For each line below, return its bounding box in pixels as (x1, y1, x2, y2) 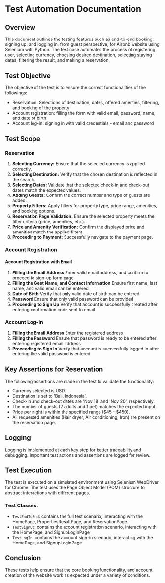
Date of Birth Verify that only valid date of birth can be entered (12, 290, 140, 297)
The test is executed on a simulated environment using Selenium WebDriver (5, 479, 159, 485)
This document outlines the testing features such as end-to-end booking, (5, 36, 154, 42)
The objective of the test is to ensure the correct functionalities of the (5, 84, 146, 90)
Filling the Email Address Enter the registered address (12, 330, 123, 336)
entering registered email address (12, 340, 81, 346)
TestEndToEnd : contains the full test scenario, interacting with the (12, 513, 143, 519)
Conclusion (5, 554, 41, 562)
